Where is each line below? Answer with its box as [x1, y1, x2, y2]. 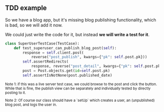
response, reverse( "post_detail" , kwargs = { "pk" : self [31, 64, 143, 69]
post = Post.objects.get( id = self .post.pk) [22, 68, 110, 73]
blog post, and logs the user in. [5, 102, 57, 107]
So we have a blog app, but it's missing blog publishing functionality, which [5, 17, 156, 22]
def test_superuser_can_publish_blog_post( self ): [14, 45, 117, 50]
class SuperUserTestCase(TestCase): [5, 41, 80, 46]
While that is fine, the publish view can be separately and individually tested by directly [5, 86, 151, 91]
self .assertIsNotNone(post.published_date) [22, 73, 112, 78]
